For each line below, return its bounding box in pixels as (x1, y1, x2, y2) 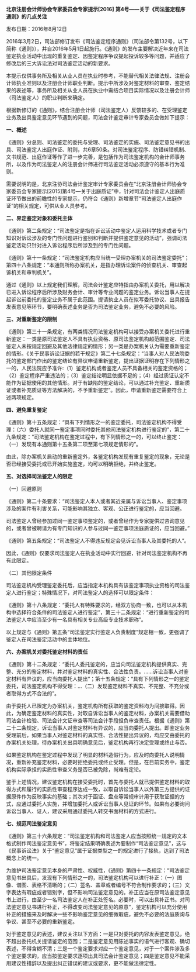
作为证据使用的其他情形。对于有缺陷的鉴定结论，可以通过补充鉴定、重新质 (10, 380, 190, 386)
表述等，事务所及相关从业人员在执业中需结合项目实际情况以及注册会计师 (16, 87, 190, 94)
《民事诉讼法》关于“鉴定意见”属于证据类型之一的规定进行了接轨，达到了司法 (6, 847, 190, 854)
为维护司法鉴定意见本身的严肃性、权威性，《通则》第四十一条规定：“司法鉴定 (6, 867, 190, 874)
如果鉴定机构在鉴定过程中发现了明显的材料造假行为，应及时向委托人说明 (6, 752, 180, 758)
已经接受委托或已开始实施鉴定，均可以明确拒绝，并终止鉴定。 (10, 460, 159, 467)
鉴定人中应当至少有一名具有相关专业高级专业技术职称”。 (10, 616, 147, 623)
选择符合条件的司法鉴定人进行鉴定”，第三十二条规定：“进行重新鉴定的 (16, 609, 185, 616)
